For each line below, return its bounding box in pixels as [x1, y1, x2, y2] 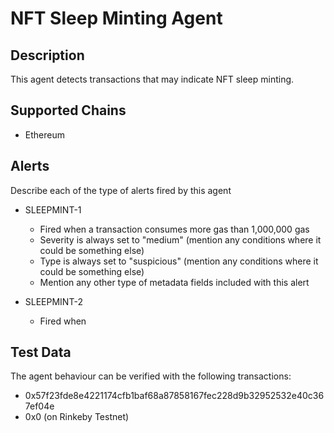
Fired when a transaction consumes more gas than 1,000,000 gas [39, 223, 310, 235]
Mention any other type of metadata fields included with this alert [39, 276, 310, 288]
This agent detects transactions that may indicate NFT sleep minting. [10, 73, 295, 85]
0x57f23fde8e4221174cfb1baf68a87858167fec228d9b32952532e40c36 [24, 390, 325, 402]
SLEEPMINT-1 [24, 203, 82, 216]
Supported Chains [10, 102, 127, 119]
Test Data [10, 344, 72, 361]
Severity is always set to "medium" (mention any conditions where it [39, 233, 322, 246]
